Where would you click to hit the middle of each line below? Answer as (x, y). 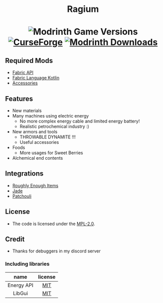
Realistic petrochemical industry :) (54, 126)
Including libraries (27, 264)
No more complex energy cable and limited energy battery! (80, 121)
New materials (27, 111)
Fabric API (23, 72)
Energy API (20, 285)
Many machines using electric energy (50, 116)
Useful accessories (39, 142)
